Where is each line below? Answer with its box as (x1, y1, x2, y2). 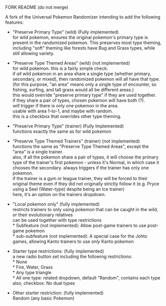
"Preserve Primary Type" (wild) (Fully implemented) (12, 29, 119, 35)
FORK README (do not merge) (5, 5, 68, 10)
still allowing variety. (12, 50, 55, 56)
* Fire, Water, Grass (12, 264, 53, 270)
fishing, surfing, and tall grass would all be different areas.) (12, 87, 134, 92)
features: (5, 20, 24, 25)
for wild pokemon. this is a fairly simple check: (12, 65, 108, 71)
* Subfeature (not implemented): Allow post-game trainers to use (12, 223, 146, 228)
